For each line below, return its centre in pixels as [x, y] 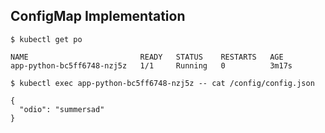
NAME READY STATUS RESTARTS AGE [147, 57]
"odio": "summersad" [62, 109]
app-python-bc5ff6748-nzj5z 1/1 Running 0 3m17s [151, 65]
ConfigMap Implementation [98, 16]
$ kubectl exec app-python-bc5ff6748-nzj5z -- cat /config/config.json [162, 83]
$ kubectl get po [46, 39]
